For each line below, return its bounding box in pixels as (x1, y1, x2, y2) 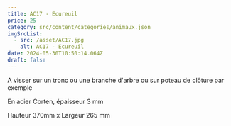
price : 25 (7, 17, 37, 24)
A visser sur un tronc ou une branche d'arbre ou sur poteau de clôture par (7, 76, 225, 84)
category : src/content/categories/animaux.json (7, 23, 151, 30)
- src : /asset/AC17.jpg (14, 37, 84, 44)
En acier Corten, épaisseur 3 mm (7, 97, 104, 105)
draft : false (7, 57, 46, 64)
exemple (7, 83, 33, 92)
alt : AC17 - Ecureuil (20, 43, 84, 50)
